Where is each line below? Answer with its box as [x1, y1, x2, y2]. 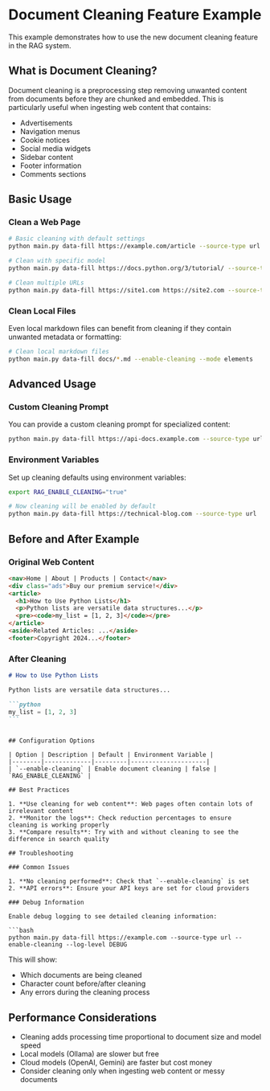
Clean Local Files [8, 305, 76, 317]
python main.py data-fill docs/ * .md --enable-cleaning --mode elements [8, 355, 253, 363]
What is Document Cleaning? [8, 64, 158, 78]
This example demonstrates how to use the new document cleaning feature [8, 32, 259, 42]
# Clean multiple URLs [8, 279, 84, 287]
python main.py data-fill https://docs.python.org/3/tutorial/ [8, 264, 225, 272]
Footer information [19, 161, 82, 170]
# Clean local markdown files [8, 347, 110, 355]
